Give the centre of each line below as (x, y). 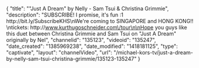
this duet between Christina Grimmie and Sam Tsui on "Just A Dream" (91, 34)
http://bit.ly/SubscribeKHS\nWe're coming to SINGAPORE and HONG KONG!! (100, 21)
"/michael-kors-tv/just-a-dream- (153, 52)
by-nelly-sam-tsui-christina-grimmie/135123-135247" (71, 59)
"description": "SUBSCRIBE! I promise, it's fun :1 (65, 15)
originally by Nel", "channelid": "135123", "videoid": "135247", (81, 40)
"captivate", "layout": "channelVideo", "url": (59, 52)
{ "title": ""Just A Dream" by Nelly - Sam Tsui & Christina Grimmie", (88, 9)
